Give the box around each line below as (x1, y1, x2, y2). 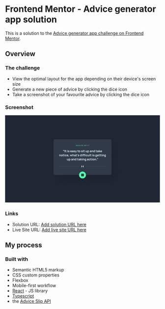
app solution (5, 14, 57, 25)
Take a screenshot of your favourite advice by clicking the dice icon (12, 91, 150, 97)
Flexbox (12, 277, 28, 283)
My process (5, 241, 42, 249)
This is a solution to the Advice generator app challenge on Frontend (5, 30, 144, 36)
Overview (5, 50, 36, 58)
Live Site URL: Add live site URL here (12, 227, 87, 233)
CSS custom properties (12, 272, 60, 278)
